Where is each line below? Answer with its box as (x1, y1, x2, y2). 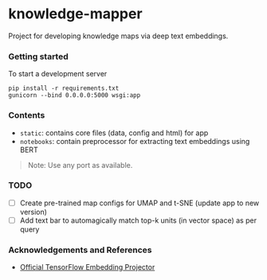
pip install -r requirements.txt (8, 84, 120, 92)
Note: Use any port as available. (27, 160, 133, 169)
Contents (8, 110, 45, 121)
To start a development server (8, 69, 108, 79)
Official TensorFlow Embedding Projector (19, 262, 155, 272)
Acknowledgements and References (8, 244, 152, 255)
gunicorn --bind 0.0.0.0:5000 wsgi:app (8, 91, 141, 99)
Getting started (8, 51, 69, 62)
